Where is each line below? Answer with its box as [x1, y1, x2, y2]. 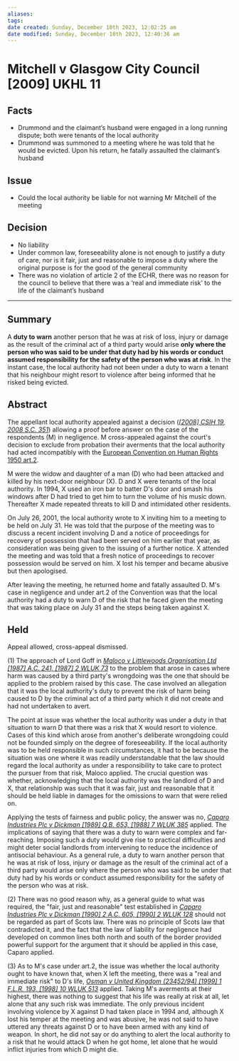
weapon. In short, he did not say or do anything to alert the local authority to [7, 1030, 231, 1039]
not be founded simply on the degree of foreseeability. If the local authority [7, 738, 228, 747]
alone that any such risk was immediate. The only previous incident [7, 1000, 205, 1008]
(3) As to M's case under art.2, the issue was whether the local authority [7, 962, 220, 970]
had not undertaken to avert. [7, 702, 91, 711]
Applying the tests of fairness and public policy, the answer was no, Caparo [7, 813, 230, 821]
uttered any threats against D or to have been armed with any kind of [7, 1022, 209, 1031]
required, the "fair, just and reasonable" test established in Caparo [7, 903, 202, 911]
